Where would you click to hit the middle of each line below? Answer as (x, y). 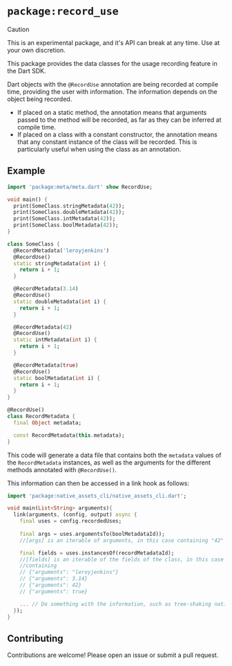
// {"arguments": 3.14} (54, 579)
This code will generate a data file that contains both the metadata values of (115, 455)
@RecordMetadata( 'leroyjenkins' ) (61, 251)
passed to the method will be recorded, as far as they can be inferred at (119, 120)
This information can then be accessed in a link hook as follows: (98, 483)
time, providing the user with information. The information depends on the (112, 91)
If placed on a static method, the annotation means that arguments (112, 112)
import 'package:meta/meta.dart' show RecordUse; (80, 187)
